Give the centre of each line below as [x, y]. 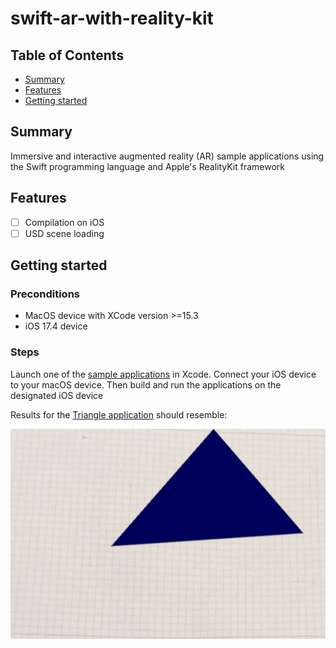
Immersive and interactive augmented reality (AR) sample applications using [167, 156]
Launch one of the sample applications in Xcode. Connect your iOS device [163, 374]
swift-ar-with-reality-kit [112, 18]
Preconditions [45, 294]
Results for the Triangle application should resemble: [119, 414]
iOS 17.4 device [56, 326]
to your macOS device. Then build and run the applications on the [146, 384]
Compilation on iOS [64, 222]
